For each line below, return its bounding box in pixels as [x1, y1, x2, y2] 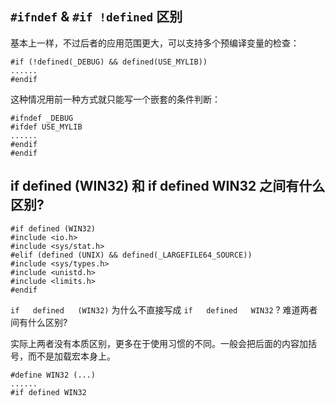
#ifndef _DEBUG [10, 113, 74, 123]
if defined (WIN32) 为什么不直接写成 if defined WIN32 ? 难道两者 [10, 303, 318, 316]
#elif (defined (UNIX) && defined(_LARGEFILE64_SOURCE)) [10, 250, 253, 260]
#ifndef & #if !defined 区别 [10, 8, 183, 26]
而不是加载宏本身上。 [27, 350, 116, 362]
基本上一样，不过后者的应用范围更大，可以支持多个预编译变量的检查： [10, 37, 300, 49]
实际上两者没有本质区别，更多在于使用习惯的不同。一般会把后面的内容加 [10, 337, 308, 349]
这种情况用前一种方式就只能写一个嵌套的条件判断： [10, 93, 221, 105]
